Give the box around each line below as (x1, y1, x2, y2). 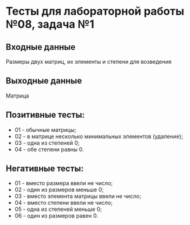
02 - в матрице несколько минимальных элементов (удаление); (14, 132, 183, 140)
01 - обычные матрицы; (14, 126, 77, 133)
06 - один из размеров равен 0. (14, 212, 99, 219)
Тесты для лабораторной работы (6, 4, 184, 18)
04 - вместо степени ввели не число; (14, 199, 113, 207)
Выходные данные (6, 75, 82, 86)
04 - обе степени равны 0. (14, 145, 84, 153)
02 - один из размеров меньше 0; (14, 186, 104, 194)
